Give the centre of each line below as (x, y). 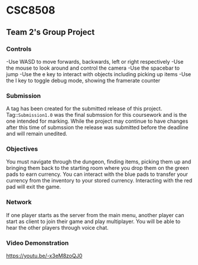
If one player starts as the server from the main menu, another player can (95, 215)
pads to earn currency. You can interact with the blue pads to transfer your (97, 174)
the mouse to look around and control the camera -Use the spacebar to (93, 68)
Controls (19, 49)
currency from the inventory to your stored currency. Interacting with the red (99, 181)
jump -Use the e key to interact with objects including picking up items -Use (99, 74)
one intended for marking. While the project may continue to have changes (97, 121)
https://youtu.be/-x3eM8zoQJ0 (44, 256)
